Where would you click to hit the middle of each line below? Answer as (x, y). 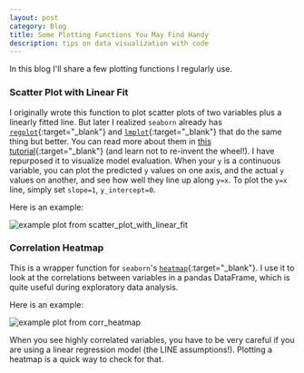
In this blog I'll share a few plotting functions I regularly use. (121, 69)
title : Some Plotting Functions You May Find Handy (109, 34)
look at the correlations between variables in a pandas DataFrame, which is (150, 277)
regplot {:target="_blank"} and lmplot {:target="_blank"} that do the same (146, 132)
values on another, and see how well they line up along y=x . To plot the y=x (148, 180)
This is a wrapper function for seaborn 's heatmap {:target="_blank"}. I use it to (152, 268)
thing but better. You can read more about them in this (110, 141)
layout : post (34, 18)
